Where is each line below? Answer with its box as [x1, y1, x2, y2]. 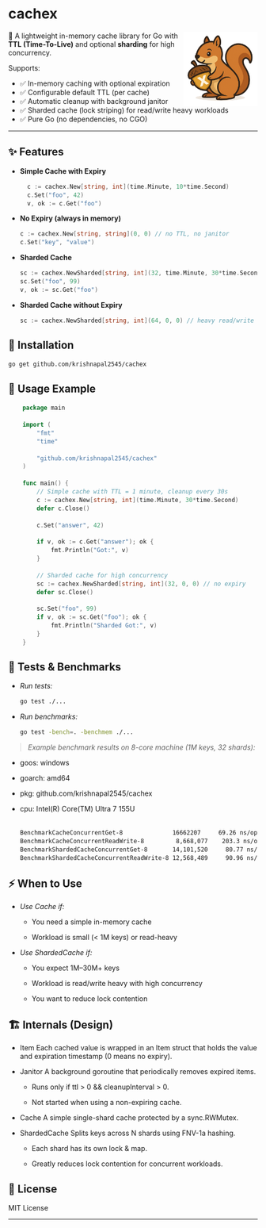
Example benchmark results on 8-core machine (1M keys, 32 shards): [27, 743, 256, 752]
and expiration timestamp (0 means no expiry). [19, 1052, 173, 1061]
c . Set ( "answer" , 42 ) [36, 521, 104, 529]
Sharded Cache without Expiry [19, 300, 123, 309]
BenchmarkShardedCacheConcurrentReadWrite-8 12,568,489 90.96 [19, 854, 244, 862]
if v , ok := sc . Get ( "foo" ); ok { [36, 613, 147, 621]
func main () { [22, 479, 69, 488]
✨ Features [8, 145, 64, 159]
